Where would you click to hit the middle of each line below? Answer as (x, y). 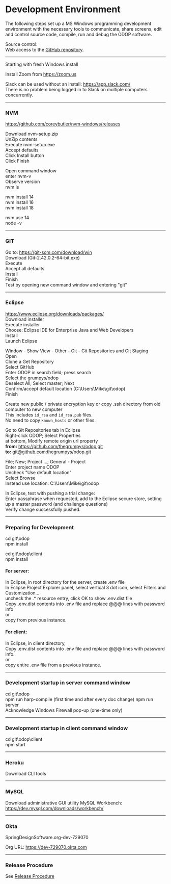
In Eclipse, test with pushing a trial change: (50, 493)
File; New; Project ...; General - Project (46, 461)
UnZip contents (21, 139)
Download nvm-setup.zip (32, 134)
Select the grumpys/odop (32, 378)
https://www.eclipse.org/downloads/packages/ (55, 314)
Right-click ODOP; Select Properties (43, 435)
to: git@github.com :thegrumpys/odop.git (48, 452)
